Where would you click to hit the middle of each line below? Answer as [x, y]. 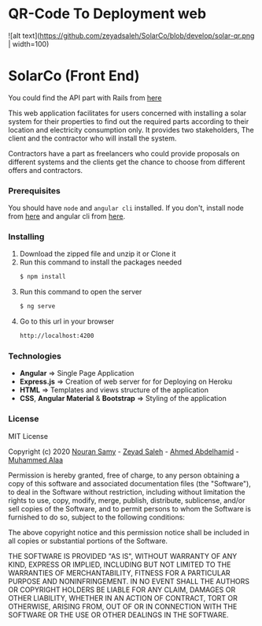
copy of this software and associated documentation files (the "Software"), [130, 483]
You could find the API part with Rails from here [85, 97]
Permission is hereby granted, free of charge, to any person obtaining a [124, 475]
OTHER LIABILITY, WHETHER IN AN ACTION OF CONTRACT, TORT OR [123, 598]
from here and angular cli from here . [67, 216]
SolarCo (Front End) [74, 76]
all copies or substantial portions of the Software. [88, 541]
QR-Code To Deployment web [107, 14]
